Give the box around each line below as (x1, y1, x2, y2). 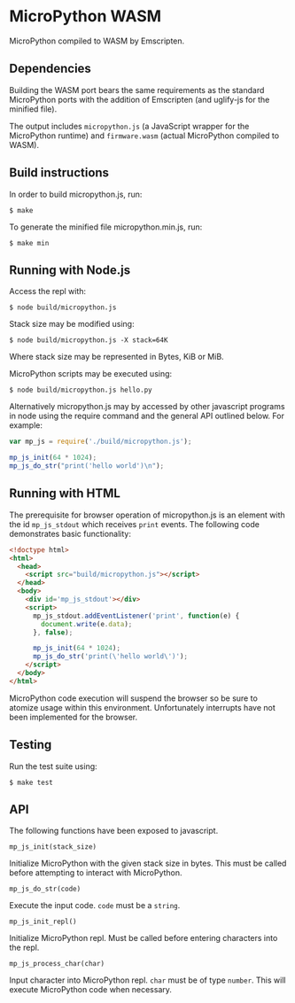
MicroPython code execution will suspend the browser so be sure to (9, 693, 259, 704)
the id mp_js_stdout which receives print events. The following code (9, 518, 260, 529)
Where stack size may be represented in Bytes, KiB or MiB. (9, 352, 224, 362)
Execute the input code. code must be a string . (9, 900, 181, 911)
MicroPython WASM (9, 6, 162, 27)
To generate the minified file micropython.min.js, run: (9, 222, 203, 232)
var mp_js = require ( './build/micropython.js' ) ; (9, 437, 192, 447)
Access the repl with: (9, 286, 87, 297)
